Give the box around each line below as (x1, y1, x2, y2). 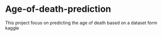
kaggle (5, 25, 19, 31)
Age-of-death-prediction (5, 3, 111, 15)
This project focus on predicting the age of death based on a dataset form (5, 20, 158, 26)
